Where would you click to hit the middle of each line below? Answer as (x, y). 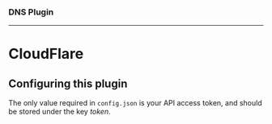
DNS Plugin (31, 12)
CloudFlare (46, 54)
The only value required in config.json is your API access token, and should (136, 103)
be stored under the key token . (59, 112)
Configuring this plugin (68, 83)
